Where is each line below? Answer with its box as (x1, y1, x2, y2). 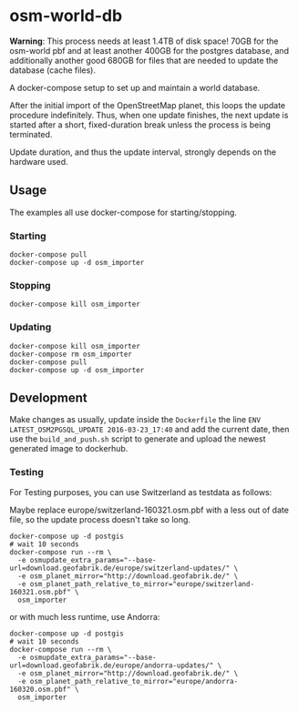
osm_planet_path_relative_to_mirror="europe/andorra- (29, 676, 239, 686)
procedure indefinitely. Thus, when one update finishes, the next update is (9, 109, 289, 120)
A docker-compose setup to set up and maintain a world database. (9, 82, 261, 93)
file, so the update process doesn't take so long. (9, 513, 191, 524)
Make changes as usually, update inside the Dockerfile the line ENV (9, 414, 262, 425)
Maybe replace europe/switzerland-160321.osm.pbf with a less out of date (9, 504, 290, 515)
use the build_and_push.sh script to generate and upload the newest (9, 433, 266, 444)
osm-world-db (9, 5, 123, 26)
